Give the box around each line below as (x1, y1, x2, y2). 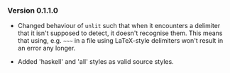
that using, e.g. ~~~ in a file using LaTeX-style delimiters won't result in (17, 36, 224, 45)
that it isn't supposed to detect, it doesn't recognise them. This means (17, 29, 223, 37)
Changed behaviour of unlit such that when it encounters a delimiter (17, 22, 221, 30)
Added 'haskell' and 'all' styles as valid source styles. (17, 58, 174, 66)
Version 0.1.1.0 (7, 6, 58, 15)
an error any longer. (17, 44, 76, 53)
